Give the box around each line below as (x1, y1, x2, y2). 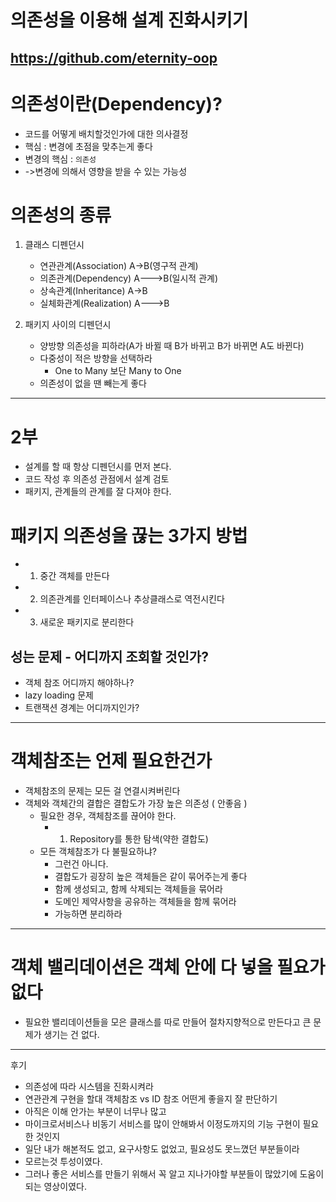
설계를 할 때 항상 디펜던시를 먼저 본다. (24, 461, 172, 473)
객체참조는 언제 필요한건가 (10, 750, 213, 773)
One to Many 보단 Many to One (54, 365, 182, 377)
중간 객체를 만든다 (39, 570, 110, 582)
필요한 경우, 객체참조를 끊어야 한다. (39, 810, 177, 822)
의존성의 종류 (10, 204, 112, 226)
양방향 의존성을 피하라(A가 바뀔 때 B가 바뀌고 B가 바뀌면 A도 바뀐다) (39, 340, 305, 352)
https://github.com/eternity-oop (10, 49, 218, 66)
